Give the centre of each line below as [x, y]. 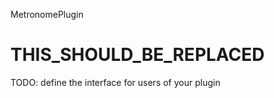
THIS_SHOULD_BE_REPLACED [137, 55]
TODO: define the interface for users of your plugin [115, 82]
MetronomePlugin [47, 14]
